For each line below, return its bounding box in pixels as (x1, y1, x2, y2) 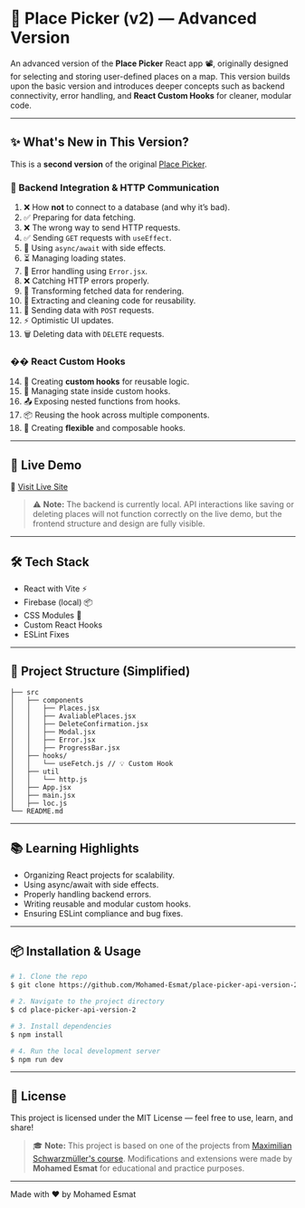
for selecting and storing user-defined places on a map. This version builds (10, 71, 291, 81)
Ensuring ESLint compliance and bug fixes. (23, 907, 184, 918)
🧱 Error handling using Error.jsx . (23, 266, 148, 277)
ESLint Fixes (23, 628, 70, 639)
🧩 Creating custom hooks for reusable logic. (23, 376, 190, 388)
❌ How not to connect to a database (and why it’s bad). (23, 202, 230, 213)
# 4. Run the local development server (10, 1046, 161, 1056)
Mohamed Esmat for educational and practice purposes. (32, 1163, 245, 1174)
